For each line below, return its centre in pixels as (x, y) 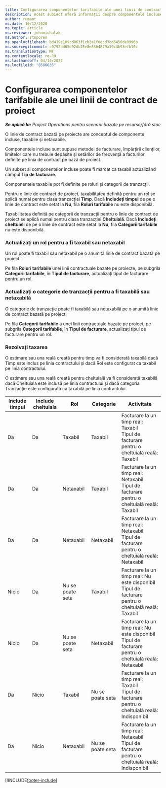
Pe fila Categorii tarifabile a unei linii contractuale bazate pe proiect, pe (78, 324)
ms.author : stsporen (26, 38)
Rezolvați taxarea (26, 347)
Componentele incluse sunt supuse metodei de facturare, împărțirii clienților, (83, 149)
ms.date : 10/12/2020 (26, 24)
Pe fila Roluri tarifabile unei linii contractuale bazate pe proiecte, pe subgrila (83, 268)
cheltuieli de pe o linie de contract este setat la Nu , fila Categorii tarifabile (81, 224)
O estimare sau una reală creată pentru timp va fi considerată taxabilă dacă (82, 358)
